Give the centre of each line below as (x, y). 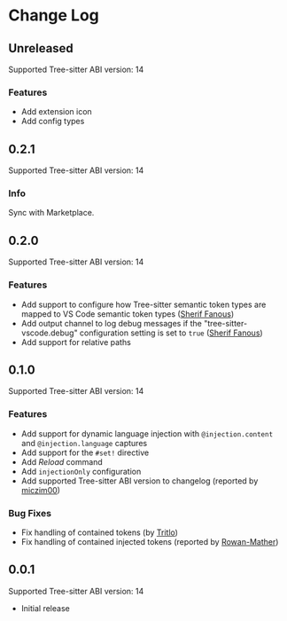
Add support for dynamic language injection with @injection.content (147, 433)
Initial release (45, 608)
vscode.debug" (49, 333)
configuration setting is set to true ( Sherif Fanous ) (171, 333)
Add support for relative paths (76, 342)
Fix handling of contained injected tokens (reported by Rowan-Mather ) (150, 541)
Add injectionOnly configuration (81, 471)
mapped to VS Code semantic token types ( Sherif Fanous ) (128, 314)
